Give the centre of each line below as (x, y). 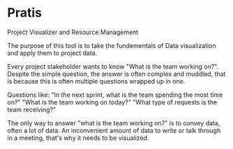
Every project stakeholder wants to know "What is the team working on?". (113, 66)
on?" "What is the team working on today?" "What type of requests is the (112, 102)
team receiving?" (32, 109)
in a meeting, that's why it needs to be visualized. (78, 138)
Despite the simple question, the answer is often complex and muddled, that (116, 74)
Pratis (24, 13)
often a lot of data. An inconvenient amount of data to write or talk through (114, 130)
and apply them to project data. (52, 53)
